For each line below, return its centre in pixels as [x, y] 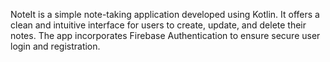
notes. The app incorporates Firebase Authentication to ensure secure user [165, 35]
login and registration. [55, 46]
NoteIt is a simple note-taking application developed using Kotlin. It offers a [165, 14]
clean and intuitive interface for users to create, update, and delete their [158, 25]
